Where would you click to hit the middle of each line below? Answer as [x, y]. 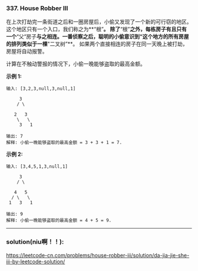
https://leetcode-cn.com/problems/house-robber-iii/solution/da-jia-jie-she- [98, 255]
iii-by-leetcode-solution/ [36, 262]
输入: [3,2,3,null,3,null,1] [41, 89]
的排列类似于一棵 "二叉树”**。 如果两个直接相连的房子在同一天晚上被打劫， [97, 44]
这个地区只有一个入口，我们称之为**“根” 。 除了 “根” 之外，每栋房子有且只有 [97, 29]
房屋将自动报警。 [27, 51]
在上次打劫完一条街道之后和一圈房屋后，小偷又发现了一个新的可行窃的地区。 [99, 22]
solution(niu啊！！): [35, 242]
